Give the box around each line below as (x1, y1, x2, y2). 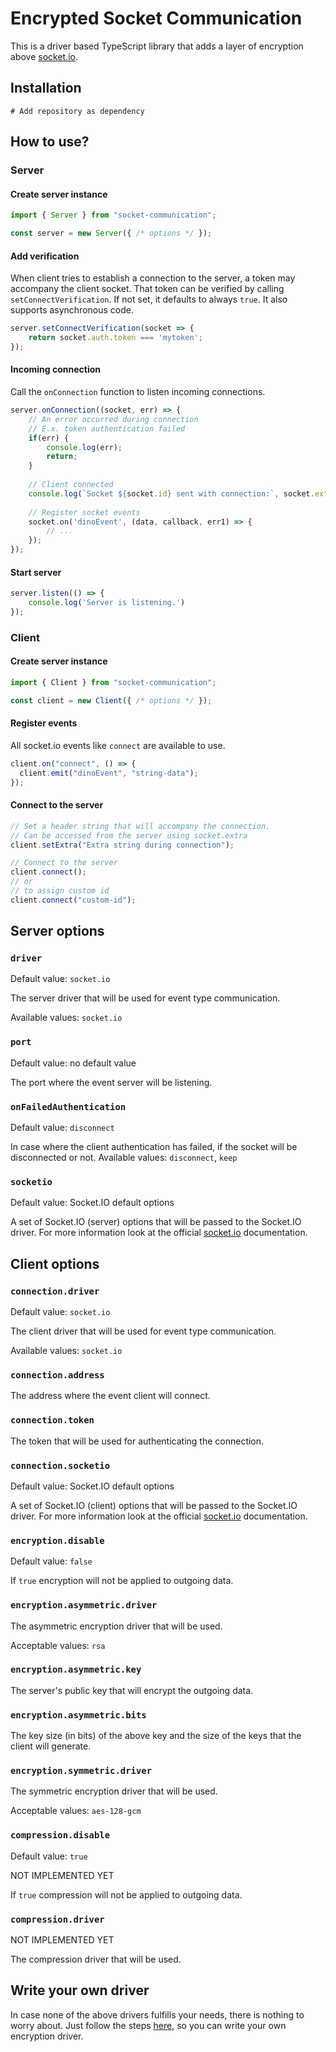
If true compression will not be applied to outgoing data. (10, 1888, 243, 1901)
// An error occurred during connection (28, 414, 199, 424)
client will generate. (10, 1740, 92, 1752)
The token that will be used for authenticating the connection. (10, 1435, 265, 1447)
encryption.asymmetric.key (10, 1664, 142, 1676)
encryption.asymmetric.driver (10, 1600, 158, 1611)
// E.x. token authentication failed (28, 423, 186, 434)
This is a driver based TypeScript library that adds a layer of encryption (10, 40, 304, 52)
